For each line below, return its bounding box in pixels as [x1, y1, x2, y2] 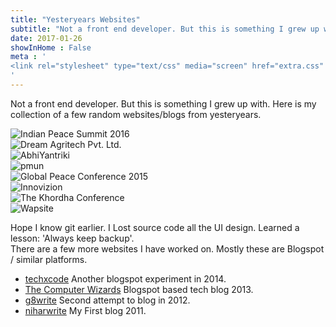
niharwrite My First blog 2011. [24, 304, 147, 316]
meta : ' [10, 52, 47, 62]
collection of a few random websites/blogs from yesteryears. [10, 108, 262, 120]
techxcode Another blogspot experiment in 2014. [24, 272, 227, 285]
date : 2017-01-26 [10, 33, 83, 43]
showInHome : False [10, 42, 92, 53]
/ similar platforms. [10, 253, 88, 265]
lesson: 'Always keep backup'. [10, 232, 135, 244]
